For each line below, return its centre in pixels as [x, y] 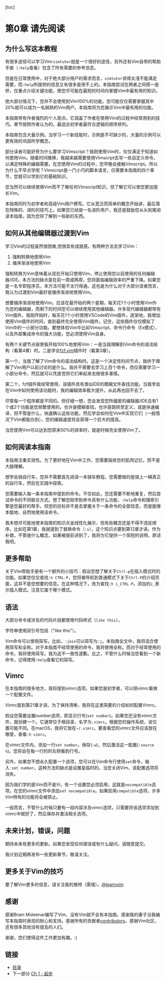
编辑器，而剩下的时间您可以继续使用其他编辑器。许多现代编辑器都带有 [89, 309]
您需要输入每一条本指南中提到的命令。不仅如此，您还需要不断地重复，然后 [81, 493]
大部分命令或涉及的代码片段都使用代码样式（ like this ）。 [64, 620]
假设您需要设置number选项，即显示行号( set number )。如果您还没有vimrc [79, 716]
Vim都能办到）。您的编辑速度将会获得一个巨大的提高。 [68, 419]
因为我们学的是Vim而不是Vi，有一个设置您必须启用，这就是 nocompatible [79, 785]
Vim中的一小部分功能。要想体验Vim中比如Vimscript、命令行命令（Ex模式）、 [83, 327]
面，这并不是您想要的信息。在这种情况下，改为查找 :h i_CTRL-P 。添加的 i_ [80, 584]
